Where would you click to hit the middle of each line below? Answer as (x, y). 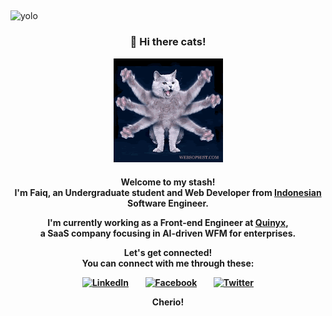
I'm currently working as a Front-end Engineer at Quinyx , (168, 222)
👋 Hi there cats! (168, 42)
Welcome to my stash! (168, 182)
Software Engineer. (168, 203)
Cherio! (168, 302)
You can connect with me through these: (168, 263)
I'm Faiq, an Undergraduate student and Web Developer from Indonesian (168, 192)
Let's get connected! (168, 252)
